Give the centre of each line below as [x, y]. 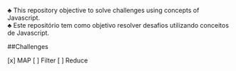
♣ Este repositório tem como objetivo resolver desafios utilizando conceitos [118, 25]
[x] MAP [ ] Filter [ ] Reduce [48, 60]
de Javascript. [29, 33]
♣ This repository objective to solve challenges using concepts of [103, 10]
